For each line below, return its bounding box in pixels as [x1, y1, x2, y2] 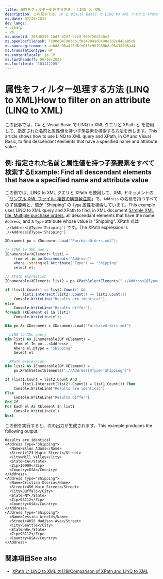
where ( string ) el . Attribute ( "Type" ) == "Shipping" [14, 261, 118, 266]
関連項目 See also [5, 554, 57, 563]
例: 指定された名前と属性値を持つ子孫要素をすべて [5, 159, 155, 167]
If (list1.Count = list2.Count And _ [5, 377, 81, 382]
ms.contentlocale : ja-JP [5, 52, 55, 58]
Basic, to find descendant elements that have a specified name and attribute [5, 138, 158, 144]
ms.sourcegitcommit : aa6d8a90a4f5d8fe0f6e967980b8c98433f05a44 [5, 43, 136, 48]
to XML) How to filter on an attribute [5, 95, 151, 106]
